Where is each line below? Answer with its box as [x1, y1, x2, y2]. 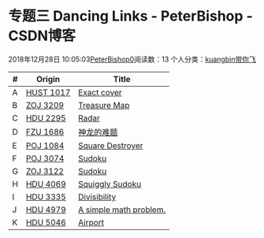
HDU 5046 [25, 217, 67, 228]
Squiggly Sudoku [78, 178, 142, 189]
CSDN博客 [8, 27, 76, 45]
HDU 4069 [25, 178, 67, 189]
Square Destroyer [78, 139, 143, 151]
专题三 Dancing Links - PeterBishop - [8, 7, 254, 25]
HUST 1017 [25, 87, 71, 98]
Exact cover [78, 87, 122, 98]
